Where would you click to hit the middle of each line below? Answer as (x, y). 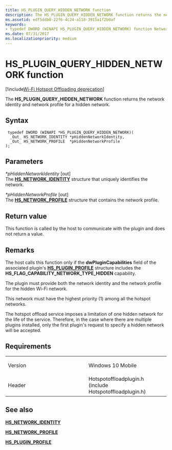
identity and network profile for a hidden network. (58, 104)
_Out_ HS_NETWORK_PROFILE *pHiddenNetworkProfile (65, 141)
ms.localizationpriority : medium (41, 39)
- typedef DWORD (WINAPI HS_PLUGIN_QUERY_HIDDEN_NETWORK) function (79, 29)
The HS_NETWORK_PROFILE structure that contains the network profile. (82, 200)
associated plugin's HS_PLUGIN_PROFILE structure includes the (73, 268)
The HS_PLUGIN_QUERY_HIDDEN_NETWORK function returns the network (85, 99)
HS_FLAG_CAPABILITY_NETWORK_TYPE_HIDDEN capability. (71, 273)
